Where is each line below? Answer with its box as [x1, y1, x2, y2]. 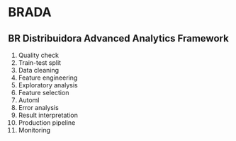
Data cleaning [18, 66, 60, 74]
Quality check [18, 51, 60, 59]
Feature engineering [18, 73, 78, 82]
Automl [18, 96, 40, 104]
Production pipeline [18, 118, 76, 127]
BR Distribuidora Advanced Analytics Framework [8, 32, 229, 44]
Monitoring [18, 126, 50, 134]
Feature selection [18, 89, 69, 97]
